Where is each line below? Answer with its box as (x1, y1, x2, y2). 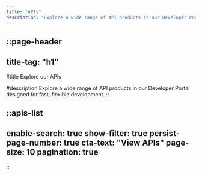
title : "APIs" (6, 8, 42, 15)
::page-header (6, 37, 62, 47)
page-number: (6, 138, 62, 148)
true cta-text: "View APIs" (63, 138, 164, 148)
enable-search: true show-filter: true (6, 128, 148, 138)
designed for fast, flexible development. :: (6, 90, 109, 98)
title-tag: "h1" (6, 57, 59, 67)
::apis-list (6, 108, 43, 119)
